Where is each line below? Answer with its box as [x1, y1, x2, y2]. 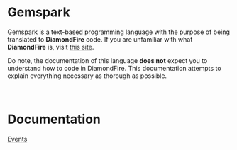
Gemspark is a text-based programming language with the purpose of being [7, 28, 231, 36]
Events [7, 134, 28, 143]
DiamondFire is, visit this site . [7, 42, 94, 51]
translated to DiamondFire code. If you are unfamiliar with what [7, 35, 193, 43]
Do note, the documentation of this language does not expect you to [7, 56, 208, 64]
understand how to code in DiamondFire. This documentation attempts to [7, 64, 221, 72]
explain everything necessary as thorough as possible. [7, 71, 167, 80]
